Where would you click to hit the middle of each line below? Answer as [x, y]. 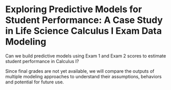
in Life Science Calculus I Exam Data [84, 31]
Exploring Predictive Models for [74, 9]
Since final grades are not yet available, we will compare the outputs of [80, 71]
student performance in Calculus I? [42, 61]
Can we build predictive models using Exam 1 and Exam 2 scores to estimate [86, 56]
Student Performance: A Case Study [84, 20]
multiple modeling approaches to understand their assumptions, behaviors [83, 76]
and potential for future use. [35, 82]
